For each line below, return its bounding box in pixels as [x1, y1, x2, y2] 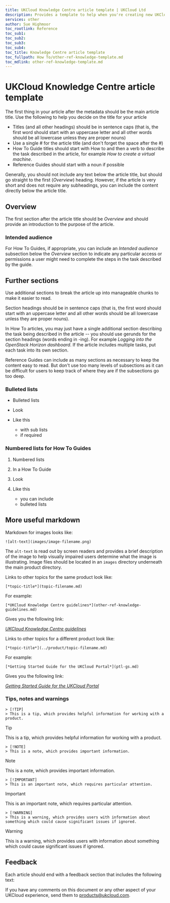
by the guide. [5, 262, 33, 268]
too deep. [5, 373, 25, 379]
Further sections [5, 276, 59, 285]
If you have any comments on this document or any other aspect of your [5, 886, 156, 893]
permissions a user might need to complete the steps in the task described [5, 256, 161, 262]
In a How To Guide [12, 466, 52, 472]
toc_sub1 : [5, 31, 26, 36]
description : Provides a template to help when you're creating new [5, 12, 153, 17]
